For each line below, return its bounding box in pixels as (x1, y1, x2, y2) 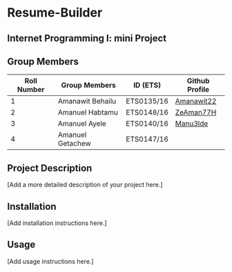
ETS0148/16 (126, 108, 169, 117)
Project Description (7, 162, 93, 174)
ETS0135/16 (126, 97, 169, 106)
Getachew (57, 139, 91, 148)
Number (17, 85, 45, 95)
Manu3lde (175, 119, 209, 128)
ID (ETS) (133, 81, 162, 90)
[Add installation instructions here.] (7, 219, 107, 227)
